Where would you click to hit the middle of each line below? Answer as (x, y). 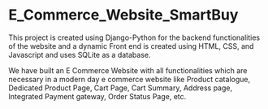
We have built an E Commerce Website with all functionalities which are (128, 70)
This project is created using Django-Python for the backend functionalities (134, 37)
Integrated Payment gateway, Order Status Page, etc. (97, 96)
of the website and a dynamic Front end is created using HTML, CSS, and (131, 46)
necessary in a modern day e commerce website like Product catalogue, (129, 79)
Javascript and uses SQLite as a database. (80, 54)
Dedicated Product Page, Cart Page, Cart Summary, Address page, (121, 88)
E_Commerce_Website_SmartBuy (123, 15)
